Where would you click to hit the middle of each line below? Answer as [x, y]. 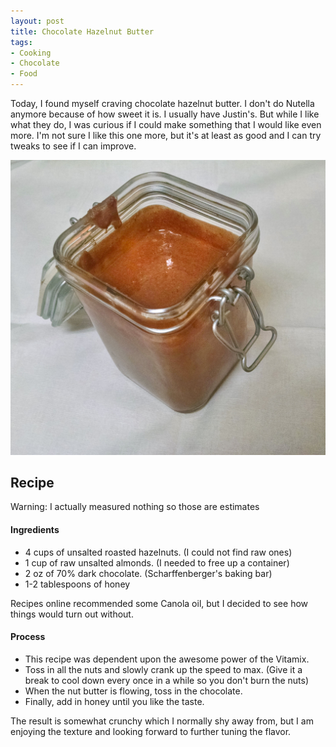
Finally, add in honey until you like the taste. [114, 701]
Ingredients [35, 529]
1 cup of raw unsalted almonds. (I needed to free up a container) [157, 562]
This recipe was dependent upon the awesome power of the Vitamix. [167, 659]
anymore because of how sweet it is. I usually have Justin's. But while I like [165, 114]
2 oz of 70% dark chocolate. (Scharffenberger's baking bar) [148, 573]
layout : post [37, 21]
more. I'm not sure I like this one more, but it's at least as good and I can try [166, 135]
